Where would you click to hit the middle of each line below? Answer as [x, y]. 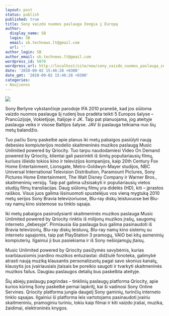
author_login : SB [23, 52]
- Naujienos [18, 85]
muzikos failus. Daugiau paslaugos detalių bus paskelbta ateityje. [73, 271]
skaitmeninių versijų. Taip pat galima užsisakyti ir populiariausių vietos [78, 182]
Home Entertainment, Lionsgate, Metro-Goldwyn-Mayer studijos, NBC [78, 166]
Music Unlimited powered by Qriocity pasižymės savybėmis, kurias [75, 250]
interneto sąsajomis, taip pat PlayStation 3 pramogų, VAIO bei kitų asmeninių [84, 235]
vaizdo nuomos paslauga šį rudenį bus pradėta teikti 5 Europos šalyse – [79, 114]
